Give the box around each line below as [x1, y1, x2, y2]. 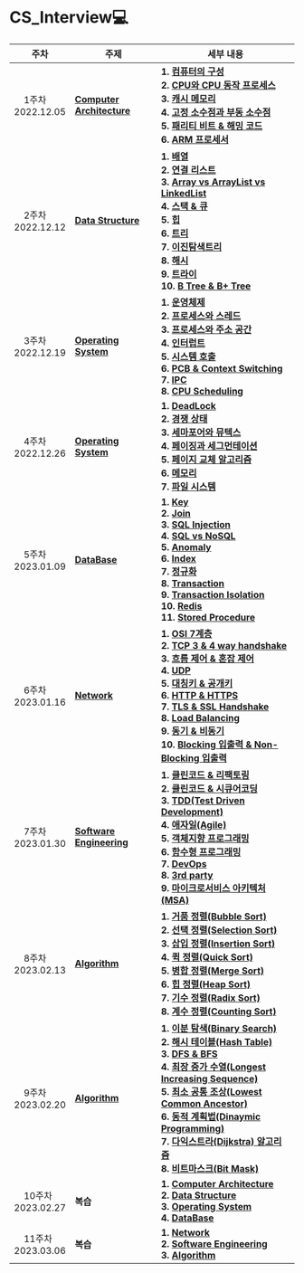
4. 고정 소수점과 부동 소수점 [160, 106, 271, 119]
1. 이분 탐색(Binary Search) [160, 1021, 278, 1034]
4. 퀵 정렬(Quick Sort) [160, 951, 253, 964]
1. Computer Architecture [160, 1177, 274, 1190]
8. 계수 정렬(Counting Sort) [160, 1005, 277, 1018]
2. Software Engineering [160, 1237, 268, 1249]
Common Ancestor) [160, 1097, 248, 1109]
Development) [160, 805, 223, 818]
